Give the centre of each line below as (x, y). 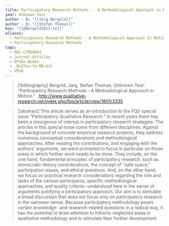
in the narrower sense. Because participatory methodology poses (86, 202)
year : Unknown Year (26, 15)
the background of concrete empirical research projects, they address (90, 132)
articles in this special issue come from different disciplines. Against (88, 127)
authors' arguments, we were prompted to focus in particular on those (90, 149)
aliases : (14, 33)
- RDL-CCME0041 (26, 52)
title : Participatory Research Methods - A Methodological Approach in (83, 10)
